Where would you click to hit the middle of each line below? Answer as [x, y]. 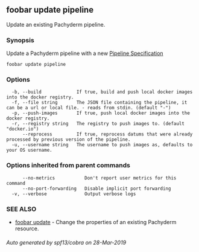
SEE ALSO [21, 209]
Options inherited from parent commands [68, 166]
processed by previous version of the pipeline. [68, 140]
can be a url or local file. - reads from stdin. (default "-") [89, 108]
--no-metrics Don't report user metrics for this [99, 178]
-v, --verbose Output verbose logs [74, 194]
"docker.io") [23, 129]
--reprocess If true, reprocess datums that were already [107, 134]
